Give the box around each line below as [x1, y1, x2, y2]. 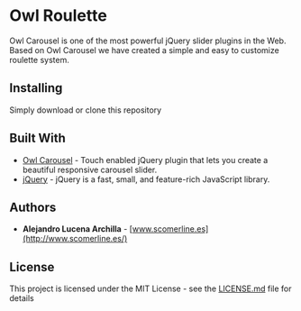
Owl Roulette [9, 5, 108, 26]
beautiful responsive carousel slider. [22, 164, 158, 175]
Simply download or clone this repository [9, 105, 162, 115]
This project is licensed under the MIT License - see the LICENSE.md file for [9, 283, 292, 294]
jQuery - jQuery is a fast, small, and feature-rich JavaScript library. [22, 173, 270, 185]
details [9, 293, 34, 304]
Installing [9, 80, 63, 96]
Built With [9, 131, 66, 146]
